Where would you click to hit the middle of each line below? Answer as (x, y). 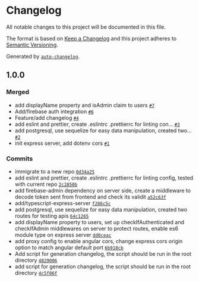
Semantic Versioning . (32, 45)
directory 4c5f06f (36, 272)
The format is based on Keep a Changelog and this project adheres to (91, 38)
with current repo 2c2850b (46, 184)
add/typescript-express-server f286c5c (63, 203)
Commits (20, 159)
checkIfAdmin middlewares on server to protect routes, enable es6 (97, 228)
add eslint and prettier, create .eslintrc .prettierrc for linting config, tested (104, 178)
